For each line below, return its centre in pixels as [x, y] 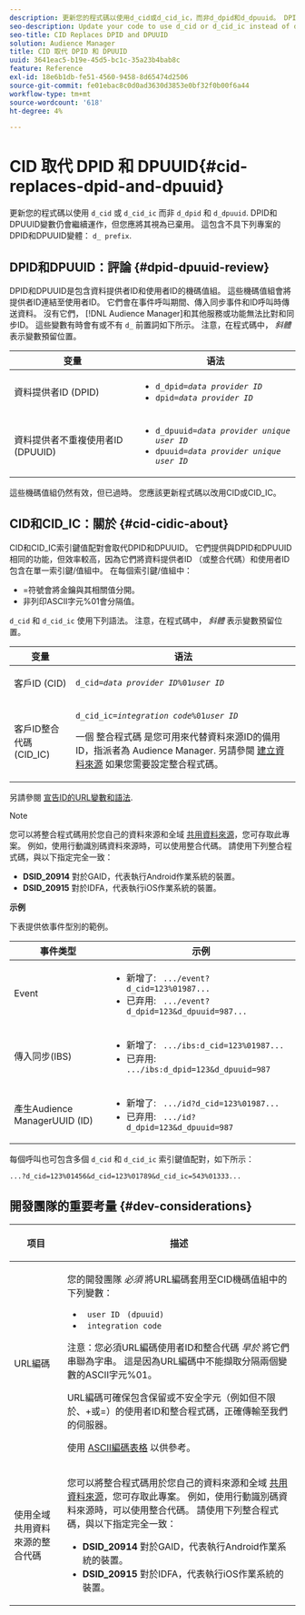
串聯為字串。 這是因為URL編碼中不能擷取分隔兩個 [172, 1361]
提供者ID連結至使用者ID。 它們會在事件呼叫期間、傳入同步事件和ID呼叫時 [146, 302]
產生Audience [44, 1108]
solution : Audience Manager [63, 43]
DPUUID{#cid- [192, 167]
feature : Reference [46, 69]
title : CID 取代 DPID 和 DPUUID [69, 52]
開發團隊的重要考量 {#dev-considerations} [131, 1206]
